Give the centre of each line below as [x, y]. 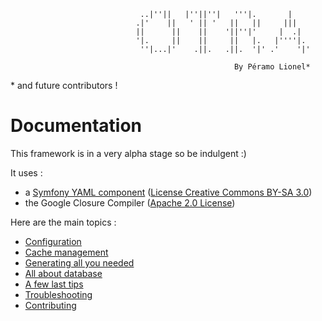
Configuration [53, 241]
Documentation [76, 126]
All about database [63, 273]
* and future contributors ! [64, 85]
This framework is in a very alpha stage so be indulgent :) [128, 153]
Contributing [50, 305]
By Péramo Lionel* [272, 67]
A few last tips [54, 284]
